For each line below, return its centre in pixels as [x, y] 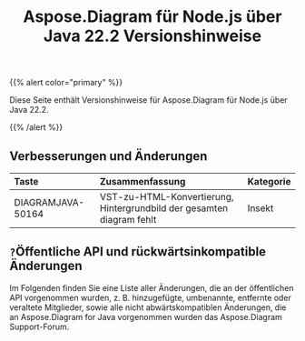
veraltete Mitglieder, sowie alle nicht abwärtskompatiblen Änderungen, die [148, 307]
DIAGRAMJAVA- [49, 202]
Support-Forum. [39, 326]
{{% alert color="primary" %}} [66, 83]
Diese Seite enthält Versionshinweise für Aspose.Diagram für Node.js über [148, 100]
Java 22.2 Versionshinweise [152, 36]
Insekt [261, 208]
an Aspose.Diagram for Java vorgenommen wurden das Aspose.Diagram [146, 316]
